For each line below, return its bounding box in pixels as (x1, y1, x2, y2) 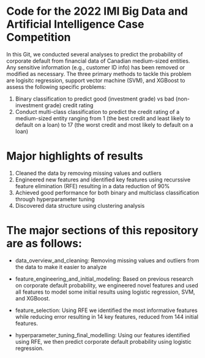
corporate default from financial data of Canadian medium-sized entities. (6, 57, 190, 64)
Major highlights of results (6, 149, 144, 163)
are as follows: (6, 237, 83, 251)
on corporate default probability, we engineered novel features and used (15, 281, 199, 289)
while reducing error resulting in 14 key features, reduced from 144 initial (15, 313, 199, 320)
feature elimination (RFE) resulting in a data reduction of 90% (15, 182, 170, 189)
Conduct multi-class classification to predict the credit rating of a (15, 108, 180, 115)
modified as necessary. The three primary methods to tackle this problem (6, 70, 192, 77)
